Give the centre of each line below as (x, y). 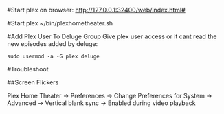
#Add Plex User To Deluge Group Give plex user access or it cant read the (112, 36)
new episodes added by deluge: (53, 44)
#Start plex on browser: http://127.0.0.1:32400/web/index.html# (96, 10)
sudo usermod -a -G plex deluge (53, 56)
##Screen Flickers (33, 82)
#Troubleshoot (28, 69)
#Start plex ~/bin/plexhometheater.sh (60, 23)
